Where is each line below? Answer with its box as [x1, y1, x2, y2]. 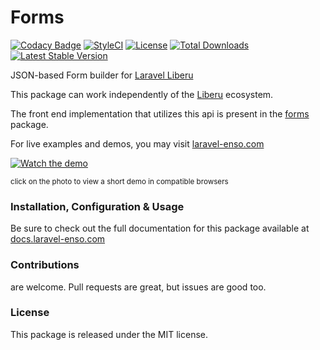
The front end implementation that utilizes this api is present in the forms [10, 107, 310, 120]
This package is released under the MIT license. [10, 328, 208, 340]
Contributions [10, 258, 80, 272]
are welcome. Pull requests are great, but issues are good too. [10, 281, 267, 293]
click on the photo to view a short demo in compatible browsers [10, 176, 229, 186]
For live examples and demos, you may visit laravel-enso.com [10, 137, 265, 150]
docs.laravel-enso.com [10, 233, 106, 245]
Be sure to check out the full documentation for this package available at [10, 222, 310, 235]
